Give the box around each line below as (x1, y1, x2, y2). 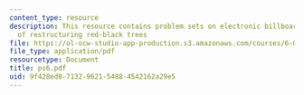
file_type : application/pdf (9, 47, 116, 56)
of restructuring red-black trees (17, 30, 147, 39)
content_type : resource (9, 13, 100, 23)
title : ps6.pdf (9, 64, 67, 73)
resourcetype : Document (9, 55, 100, 64)
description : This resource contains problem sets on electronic (9, 22, 261, 31)
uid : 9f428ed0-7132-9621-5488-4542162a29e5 (9, 72, 176, 81)
